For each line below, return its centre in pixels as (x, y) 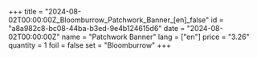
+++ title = (26, 12)
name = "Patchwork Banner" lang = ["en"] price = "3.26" (156, 37)
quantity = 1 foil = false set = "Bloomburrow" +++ (90, 45)
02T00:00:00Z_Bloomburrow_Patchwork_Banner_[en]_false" (109, 20)
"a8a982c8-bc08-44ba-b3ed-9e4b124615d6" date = (97, 28)
